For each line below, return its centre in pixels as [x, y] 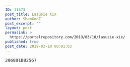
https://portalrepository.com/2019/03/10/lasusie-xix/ [67, 37]
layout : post [19, 28]
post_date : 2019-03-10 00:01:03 [38, 46]
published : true [22, 42]
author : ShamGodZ [23, 19]
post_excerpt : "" [23, 23]
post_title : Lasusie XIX [31, 14]
